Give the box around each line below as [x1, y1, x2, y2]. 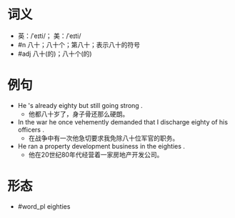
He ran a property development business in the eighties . [17, 142, 186, 150]
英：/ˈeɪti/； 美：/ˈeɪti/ [17, 31, 81, 40]
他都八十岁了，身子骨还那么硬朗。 [28, 109, 129, 118]
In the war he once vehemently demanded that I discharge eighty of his [17, 117, 229, 126]
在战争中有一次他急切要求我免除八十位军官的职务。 [28, 134, 179, 142]
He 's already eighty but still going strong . [17, 101, 143, 109]
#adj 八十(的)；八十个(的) [17, 49, 92, 58]
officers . [17, 125, 45, 134]
